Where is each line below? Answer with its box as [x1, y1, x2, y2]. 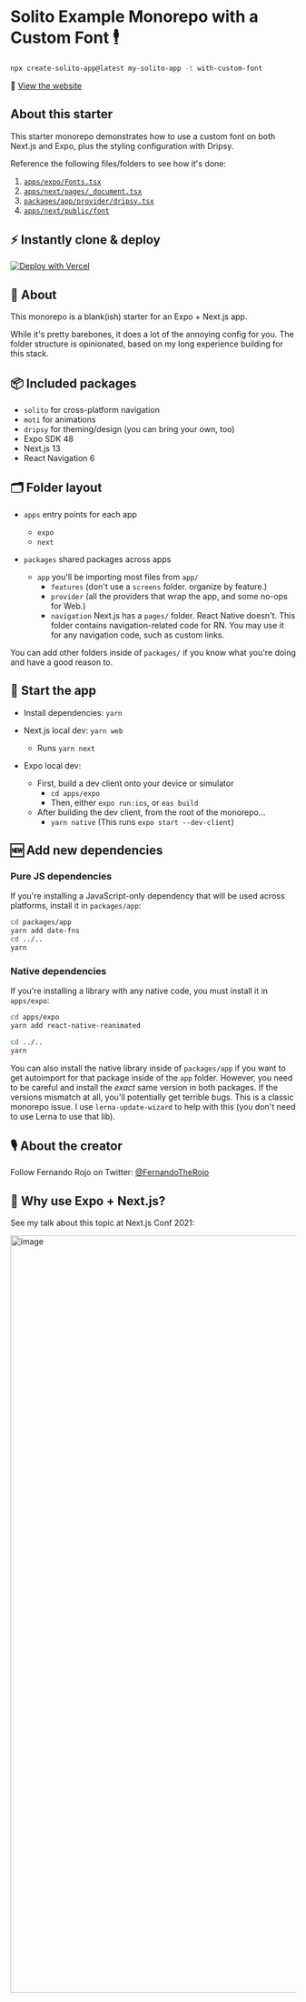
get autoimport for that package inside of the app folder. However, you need [10, 1071, 293, 1083]
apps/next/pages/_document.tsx [23, 186, 143, 196]
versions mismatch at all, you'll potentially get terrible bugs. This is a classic [10, 1092, 294, 1102]
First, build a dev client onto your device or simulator [36, 778, 234, 789]
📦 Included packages [10, 376, 137, 391]
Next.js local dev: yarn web [23, 725, 123, 736]
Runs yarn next [36, 742, 95, 753]
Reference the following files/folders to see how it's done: [10, 157, 226, 169]
